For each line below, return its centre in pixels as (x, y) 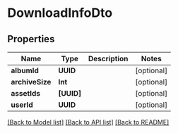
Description (108, 59)
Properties (31, 39)
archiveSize (31, 82)
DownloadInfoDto (60, 13)
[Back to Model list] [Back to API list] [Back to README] (88, 122)
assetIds (26, 93)
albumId (25, 70)
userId (22, 105)
